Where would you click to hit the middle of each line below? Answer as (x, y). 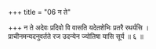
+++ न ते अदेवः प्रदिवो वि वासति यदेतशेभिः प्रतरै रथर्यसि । (79, 28)
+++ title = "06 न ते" (40, 12)
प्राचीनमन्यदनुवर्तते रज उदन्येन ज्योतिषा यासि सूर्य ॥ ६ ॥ (76, 36)
